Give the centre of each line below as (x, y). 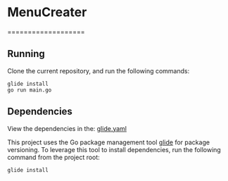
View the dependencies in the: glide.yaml (67, 128)
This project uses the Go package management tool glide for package (108, 142)
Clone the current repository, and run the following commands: (99, 70)
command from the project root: (53, 157)
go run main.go (30, 90)
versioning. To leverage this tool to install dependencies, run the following (114, 149)
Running (26, 54)
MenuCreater (47, 12)
